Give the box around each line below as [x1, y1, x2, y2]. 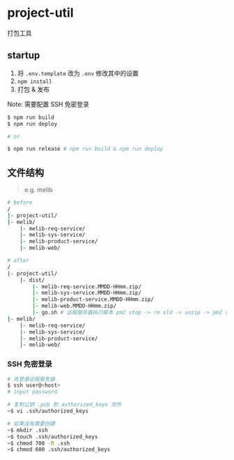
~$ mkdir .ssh [7, 426, 49, 433]
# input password [7, 389, 58, 396]
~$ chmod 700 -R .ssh [7, 440, 70, 447]
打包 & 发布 [17, 85, 50, 94]
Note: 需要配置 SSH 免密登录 [7, 100, 89, 108]
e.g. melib [24, 186, 54, 194]
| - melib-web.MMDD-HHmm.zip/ [32, 302, 117, 310]
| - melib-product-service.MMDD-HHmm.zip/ [32, 296, 155, 303]
